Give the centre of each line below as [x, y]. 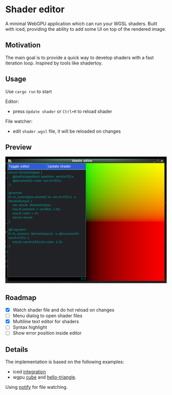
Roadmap [21, 297]
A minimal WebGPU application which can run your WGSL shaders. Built [81, 24]
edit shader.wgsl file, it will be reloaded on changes [67, 131]
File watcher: [19, 121]
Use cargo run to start [29, 91]
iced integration [29, 372]
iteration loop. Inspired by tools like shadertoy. [54, 63]
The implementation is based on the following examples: [65, 362]
